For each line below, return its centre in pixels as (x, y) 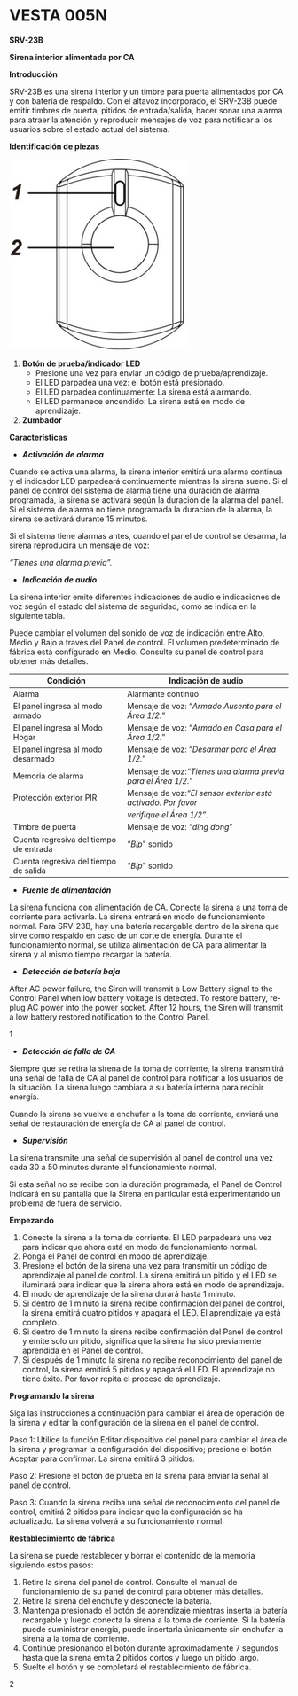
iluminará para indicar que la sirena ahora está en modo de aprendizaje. (153, 1285)
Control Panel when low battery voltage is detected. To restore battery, (139, 998)
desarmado (34, 759)
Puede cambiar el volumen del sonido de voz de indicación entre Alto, (137, 633)
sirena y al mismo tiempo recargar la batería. (90, 955)
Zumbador (42, 420)
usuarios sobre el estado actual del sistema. (90, 129)
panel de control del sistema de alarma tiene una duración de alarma (134, 490)
